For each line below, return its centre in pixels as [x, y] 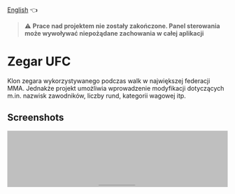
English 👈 [22, 10]
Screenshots [36, 118]
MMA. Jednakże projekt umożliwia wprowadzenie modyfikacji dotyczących [116, 88]
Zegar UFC [39, 62]
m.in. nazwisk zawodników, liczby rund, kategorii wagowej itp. [97, 96]
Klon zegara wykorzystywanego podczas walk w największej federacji [109, 81]
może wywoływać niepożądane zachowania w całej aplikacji [114, 33]
